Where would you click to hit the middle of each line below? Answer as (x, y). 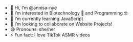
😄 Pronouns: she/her (32, 29)
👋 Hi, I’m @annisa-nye (34, 8)
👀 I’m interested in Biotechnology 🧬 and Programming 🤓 (69, 13)
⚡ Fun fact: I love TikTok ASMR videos (50, 35)
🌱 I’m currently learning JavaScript (47, 18)
